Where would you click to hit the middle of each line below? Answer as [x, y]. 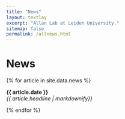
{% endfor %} [23, 110]
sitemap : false [25, 29]
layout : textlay [26, 17]
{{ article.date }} [27, 92]
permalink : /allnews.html [38, 34]
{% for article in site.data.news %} [49, 81]
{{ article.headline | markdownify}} [50, 99]
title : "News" [24, 12]
